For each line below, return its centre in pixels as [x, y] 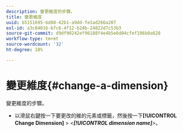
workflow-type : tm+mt [32, 39]
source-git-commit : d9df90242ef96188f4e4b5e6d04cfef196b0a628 [83, 33]
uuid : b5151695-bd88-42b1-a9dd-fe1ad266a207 [61, 22]
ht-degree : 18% [25, 50]
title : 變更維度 [24, 17]
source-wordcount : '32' [35, 45]
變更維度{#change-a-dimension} [87, 85]
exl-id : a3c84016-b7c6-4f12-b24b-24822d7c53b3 [64, 28]
